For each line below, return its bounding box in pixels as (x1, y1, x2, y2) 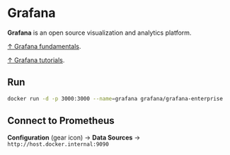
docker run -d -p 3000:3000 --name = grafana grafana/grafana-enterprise (7, 95, 223, 102)
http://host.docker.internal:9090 (7, 141, 110, 148)
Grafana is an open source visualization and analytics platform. (7, 28, 192, 37)
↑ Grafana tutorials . (7, 55, 65, 64)
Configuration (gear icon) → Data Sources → (7, 133, 141, 142)
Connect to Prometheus (7, 115, 115, 127)
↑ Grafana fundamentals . (7, 42, 81, 50)
